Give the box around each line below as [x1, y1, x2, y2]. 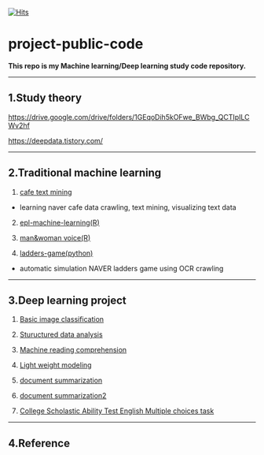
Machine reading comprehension [19, 345, 127, 355]
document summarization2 [19, 391, 107, 401]
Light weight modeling [19, 360, 92, 370]
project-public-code [8, 35, 144, 53]
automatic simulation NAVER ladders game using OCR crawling [19, 263, 224, 273]
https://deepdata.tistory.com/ [8, 136, 104, 145]
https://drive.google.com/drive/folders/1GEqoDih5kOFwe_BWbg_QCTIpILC [8, 112, 250, 121]
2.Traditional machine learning [8, 166, 162, 180]
